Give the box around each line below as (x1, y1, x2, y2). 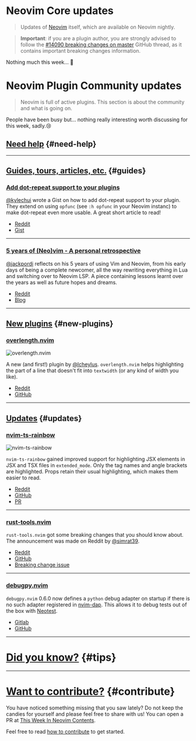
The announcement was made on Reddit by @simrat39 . (6, 537, 140, 545)
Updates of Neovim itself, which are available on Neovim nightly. (20, 23, 176, 30)
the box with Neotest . (6, 607, 58, 614)
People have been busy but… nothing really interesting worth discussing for (6, 116, 188, 123)
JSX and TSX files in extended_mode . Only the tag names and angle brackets (6, 462, 188, 469)
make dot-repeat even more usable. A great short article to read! (6, 209, 162, 216)
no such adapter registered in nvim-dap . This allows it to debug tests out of (6, 601, 187, 608)
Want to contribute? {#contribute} (6, 685, 175, 698)
